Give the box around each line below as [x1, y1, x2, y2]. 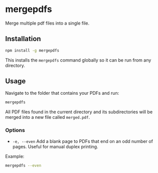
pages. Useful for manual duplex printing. [12, 143, 99, 149]
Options [5, 127, 25, 134]
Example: [5, 153, 25, 159]
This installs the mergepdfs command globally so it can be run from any [5, 57, 151, 63]
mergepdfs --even [5, 163, 42, 168]
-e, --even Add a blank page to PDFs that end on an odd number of [12, 138, 153, 144]
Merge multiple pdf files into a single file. [5, 20, 89, 26]
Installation [5, 35, 41, 43]
